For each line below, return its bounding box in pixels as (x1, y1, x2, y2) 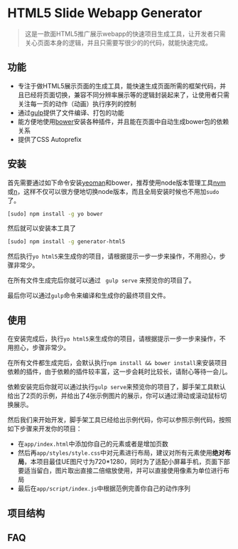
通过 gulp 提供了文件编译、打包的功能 (17, 108, 124, 117)
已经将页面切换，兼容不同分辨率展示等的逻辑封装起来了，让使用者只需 (23, 91, 229, 99)
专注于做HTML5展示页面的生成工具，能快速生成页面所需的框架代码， (17, 81, 220, 90)
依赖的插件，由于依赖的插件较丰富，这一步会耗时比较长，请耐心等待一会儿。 (7, 367, 232, 376)
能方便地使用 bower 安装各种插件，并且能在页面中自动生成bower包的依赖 (17, 117, 229, 125)
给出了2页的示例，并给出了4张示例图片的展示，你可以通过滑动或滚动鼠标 (7, 391, 221, 400)
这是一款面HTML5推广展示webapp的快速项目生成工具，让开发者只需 (24, 29, 226, 38)
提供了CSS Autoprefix (17, 135, 82, 143)
